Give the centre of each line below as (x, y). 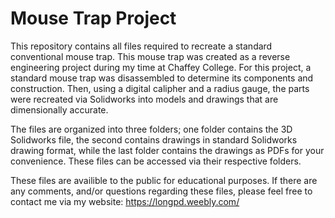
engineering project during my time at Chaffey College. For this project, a (161, 67)
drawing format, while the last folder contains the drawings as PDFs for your (167, 150)
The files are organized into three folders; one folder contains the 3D (151, 129)
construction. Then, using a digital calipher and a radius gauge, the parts (160, 88)
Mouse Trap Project (93, 18)
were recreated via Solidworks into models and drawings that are (144, 99)
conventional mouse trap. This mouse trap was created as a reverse (150, 56)
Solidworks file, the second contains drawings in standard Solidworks (154, 139)
